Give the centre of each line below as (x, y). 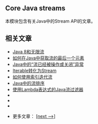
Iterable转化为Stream (34, 71)
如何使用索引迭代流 (32, 77)
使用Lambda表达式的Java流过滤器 (48, 89)
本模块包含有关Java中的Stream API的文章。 (50, 21)
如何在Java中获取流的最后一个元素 (48, 58)
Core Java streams (35, 8)
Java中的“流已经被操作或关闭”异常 (48, 64)
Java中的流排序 (29, 83)
